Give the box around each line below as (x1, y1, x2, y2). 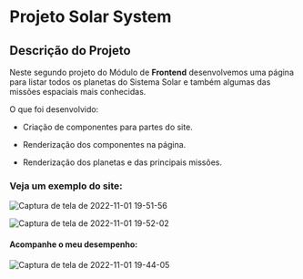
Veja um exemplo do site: (9, 180, 123, 192)
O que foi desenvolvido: (9, 104, 99, 115)
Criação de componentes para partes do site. (22, 121, 193, 132)
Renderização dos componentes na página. (22, 139, 187, 150)
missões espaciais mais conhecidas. (9, 87, 146, 97)
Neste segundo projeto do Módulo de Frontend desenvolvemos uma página (9, 67, 294, 77)
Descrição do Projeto (9, 43, 131, 58)
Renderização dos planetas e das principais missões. (22, 157, 223, 168)
